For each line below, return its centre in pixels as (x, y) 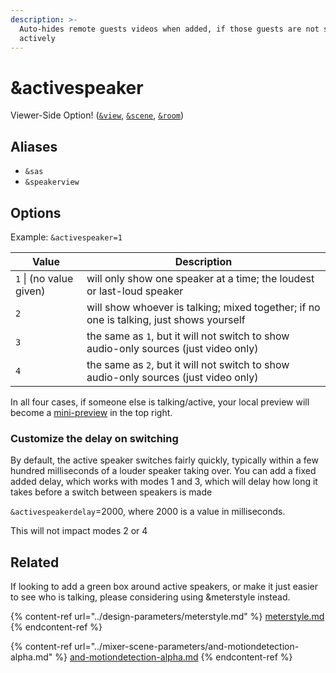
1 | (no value (44, 278)
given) (30, 291)
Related (35, 562)
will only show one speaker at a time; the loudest (200, 278)
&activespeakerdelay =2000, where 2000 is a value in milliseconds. (148, 512)
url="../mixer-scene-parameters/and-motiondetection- (187, 647)
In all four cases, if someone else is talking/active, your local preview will (160, 402)
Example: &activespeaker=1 (66, 237)
